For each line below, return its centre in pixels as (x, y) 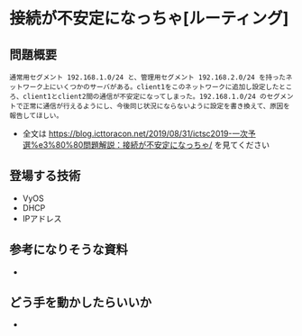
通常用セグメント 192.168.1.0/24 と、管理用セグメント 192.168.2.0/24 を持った (148, 77)
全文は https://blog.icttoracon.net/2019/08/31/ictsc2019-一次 (135, 133)
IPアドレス (42, 218)
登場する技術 (45, 176)
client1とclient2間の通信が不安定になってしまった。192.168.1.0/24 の (145, 96)
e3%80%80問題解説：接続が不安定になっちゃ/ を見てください (154, 145)
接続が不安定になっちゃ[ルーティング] (149, 18)
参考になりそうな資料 (69, 250)
